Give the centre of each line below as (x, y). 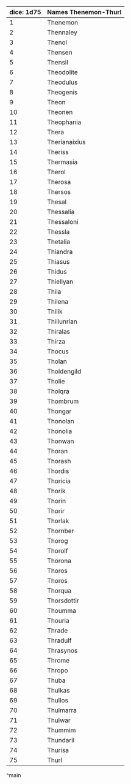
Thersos (59, 192)
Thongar (59, 411)
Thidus (57, 271)
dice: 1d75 (25, 12)
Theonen (60, 112)
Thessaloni (63, 222)
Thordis (58, 471)
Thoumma (62, 611)
